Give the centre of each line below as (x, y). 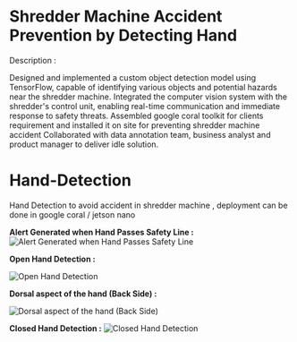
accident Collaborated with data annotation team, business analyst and (140, 134)
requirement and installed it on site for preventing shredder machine (135, 125)
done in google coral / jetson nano (72, 214)
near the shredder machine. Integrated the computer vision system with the (148, 97)
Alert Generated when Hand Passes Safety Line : (102, 232)
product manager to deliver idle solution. (84, 144)
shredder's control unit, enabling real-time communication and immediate (144, 106)
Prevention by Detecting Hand (123, 35)
